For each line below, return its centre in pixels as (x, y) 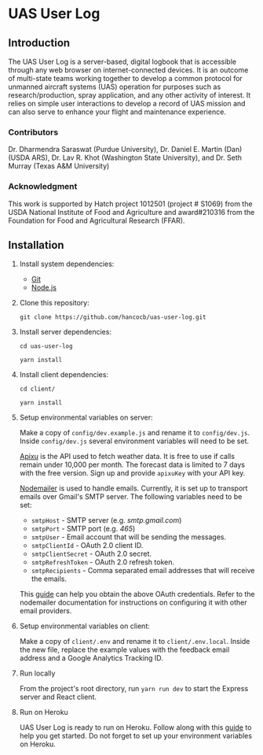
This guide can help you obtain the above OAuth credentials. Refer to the (137, 594)
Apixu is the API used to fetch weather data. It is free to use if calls (127, 457)
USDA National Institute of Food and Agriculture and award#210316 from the (131, 212)
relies (17, 104)
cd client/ (37, 389)
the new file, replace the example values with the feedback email (124, 650)
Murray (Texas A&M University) (59, 166)
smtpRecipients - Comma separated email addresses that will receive (143, 571)
